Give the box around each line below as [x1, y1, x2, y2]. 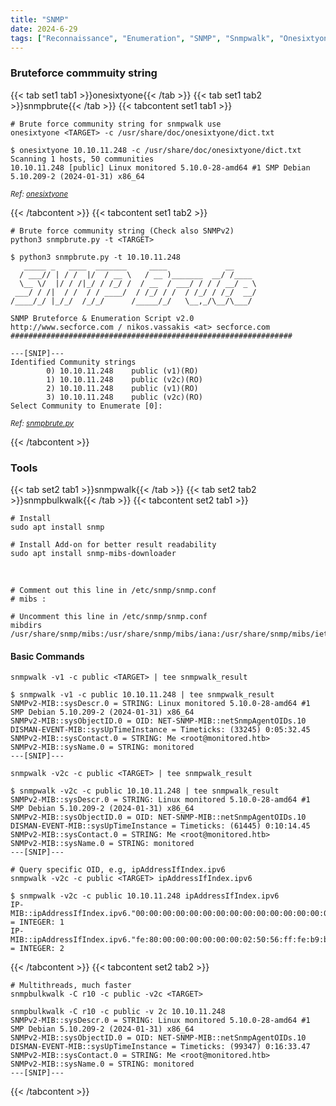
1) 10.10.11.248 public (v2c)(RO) [46, 374, 203, 385]
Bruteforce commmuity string [10, 66, 158, 80]
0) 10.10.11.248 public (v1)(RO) [46, 366, 199, 376]
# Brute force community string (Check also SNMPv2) [10, 226, 235, 236]
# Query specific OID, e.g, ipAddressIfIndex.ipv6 [10, 865, 226, 875]
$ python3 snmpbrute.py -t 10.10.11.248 [10, 252, 182, 262]
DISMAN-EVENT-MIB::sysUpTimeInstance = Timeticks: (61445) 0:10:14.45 [10, 821, 311, 831]
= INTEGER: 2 [10, 944, 65, 954]
